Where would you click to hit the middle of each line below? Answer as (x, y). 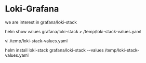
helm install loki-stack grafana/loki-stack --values (54, 50)
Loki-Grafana (32, 9)
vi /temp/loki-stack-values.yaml (36, 41)
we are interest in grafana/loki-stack (41, 22)
